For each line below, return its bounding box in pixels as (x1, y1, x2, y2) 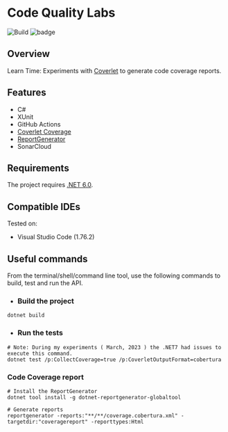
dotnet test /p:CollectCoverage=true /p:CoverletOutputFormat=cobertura (7, 356, 222, 363)
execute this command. (7, 350, 73, 357)
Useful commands (7, 253, 88, 265)
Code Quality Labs (7, 5, 116, 21)
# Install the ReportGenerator (7, 387, 98, 394)
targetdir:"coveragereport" (7, 418, 89, 425)
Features (7, 87, 46, 99)
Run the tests (17, 328, 64, 338)
